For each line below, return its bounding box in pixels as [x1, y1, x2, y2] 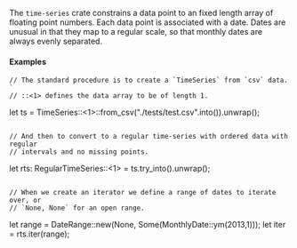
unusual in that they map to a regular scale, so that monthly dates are [9, 27, 263, 36]
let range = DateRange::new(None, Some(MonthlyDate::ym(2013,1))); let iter [9, 220, 286, 230]
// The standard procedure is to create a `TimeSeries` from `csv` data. [9, 76, 289, 85]
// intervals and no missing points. [9, 148, 149, 156]
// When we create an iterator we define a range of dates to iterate [9, 188, 277, 197]
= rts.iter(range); [9, 228, 70, 239]
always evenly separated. [9, 36, 103, 46]
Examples [9, 56, 47, 67]
